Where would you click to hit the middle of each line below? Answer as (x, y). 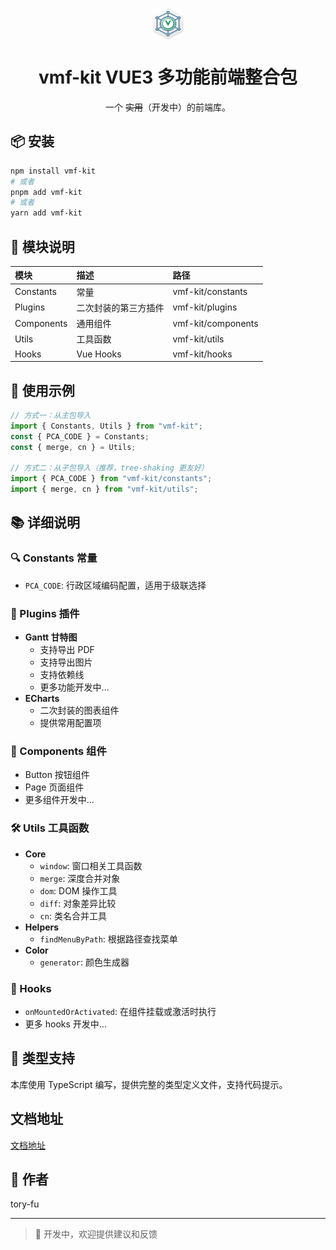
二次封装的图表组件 (79, 710)
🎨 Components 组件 (58, 751)
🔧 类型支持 (42, 1058)
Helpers (42, 927)
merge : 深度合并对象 (80, 878)
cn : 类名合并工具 (73, 915)
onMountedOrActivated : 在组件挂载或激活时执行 (120, 1011)
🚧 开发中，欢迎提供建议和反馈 (96, 1234)
